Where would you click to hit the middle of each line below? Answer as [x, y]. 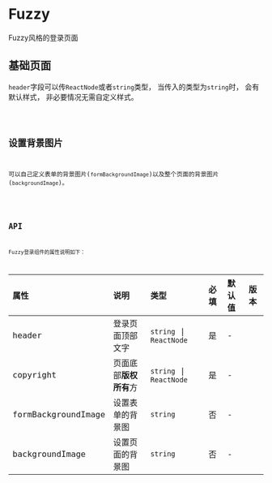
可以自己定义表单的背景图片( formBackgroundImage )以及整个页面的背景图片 [114, 175]
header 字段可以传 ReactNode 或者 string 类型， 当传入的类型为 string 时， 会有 [134, 87]
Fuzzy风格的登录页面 [43, 37]
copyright [34, 375]
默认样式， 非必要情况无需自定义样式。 [73, 97]
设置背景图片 [36, 143]
